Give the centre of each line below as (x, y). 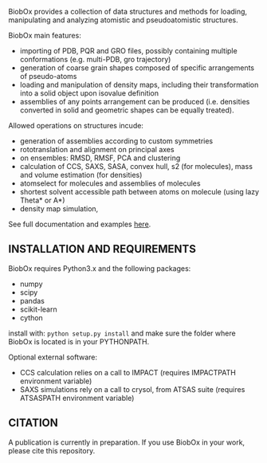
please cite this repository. (52, 450)
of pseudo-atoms (48, 76)
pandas (32, 300)
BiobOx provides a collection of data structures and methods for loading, (128, 12)
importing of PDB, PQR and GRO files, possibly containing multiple (128, 51)
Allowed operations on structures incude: (76, 126)
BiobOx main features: (45, 35)
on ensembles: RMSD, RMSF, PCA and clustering (100, 158)
